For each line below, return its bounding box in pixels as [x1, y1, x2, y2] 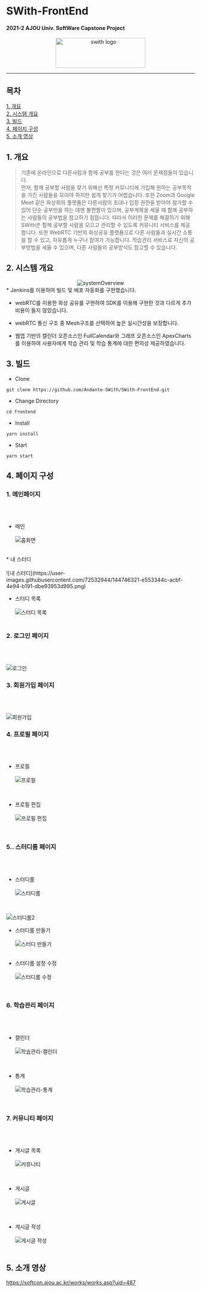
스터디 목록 [14, 595, 41, 603]
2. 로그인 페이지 [6, 632, 49, 640]
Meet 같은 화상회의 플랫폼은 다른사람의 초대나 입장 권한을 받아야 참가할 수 [20, 199, 193, 206]
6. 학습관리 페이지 [6, 1001, 55, 1010]
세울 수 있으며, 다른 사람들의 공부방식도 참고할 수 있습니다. [41, 244, 178, 251]
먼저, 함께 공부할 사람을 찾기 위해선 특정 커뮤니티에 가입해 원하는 [20, 184, 171, 191]
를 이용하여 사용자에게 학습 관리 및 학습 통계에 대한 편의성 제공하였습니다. [14, 340, 186, 347]
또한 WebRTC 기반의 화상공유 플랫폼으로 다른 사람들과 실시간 [38, 229, 181, 236]
